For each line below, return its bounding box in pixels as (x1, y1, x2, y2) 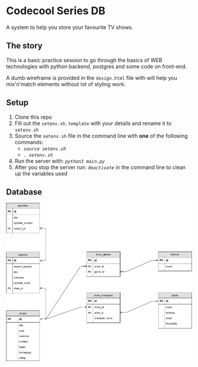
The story (6, 41, 43, 51)
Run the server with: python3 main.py (14, 157, 105, 164)
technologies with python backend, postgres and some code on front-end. (6, 63, 187, 70)
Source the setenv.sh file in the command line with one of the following (14, 132, 188, 139)
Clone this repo (14, 113, 52, 121)
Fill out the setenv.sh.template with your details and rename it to (14, 119, 172, 126)
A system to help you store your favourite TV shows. (6, 24, 134, 31)
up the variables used (14, 170, 68, 177)
